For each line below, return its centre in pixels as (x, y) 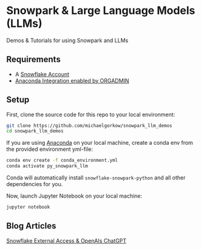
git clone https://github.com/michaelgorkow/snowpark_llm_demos (89, 125)
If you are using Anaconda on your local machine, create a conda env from (100, 143)
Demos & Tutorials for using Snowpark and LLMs (67, 40)
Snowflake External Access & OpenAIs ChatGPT (66, 240)
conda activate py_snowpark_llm (47, 166)
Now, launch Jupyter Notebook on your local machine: (74, 196)
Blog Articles (31, 226)
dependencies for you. (35, 184)
